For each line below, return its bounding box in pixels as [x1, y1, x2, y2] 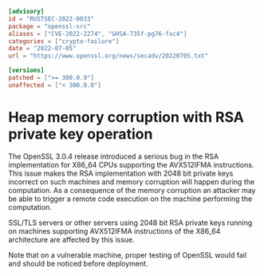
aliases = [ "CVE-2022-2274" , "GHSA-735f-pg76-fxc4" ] [8, 30, 187, 37]
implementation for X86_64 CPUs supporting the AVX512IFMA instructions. [8, 160, 254, 169]
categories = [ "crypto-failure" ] [8, 37, 120, 45]
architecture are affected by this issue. [8, 235, 136, 244]
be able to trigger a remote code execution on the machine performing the [8, 194, 253, 203]
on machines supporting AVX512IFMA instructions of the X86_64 [8, 226, 221, 235]
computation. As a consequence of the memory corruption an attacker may [8, 185, 256, 195]
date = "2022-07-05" [8, 45, 77, 53]
